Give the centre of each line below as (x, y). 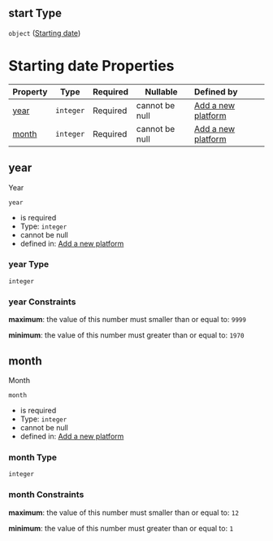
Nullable (161, 91)
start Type (35, 13)
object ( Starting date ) (45, 33)
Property (30, 91)
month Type (33, 457)
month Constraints (46, 495)
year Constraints (42, 302)
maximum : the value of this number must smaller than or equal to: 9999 (127, 320)
